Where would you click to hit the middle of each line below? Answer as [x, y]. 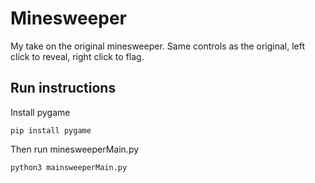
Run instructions [63, 88]
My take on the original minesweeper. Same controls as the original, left [158, 46]
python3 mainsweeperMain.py [69, 167]
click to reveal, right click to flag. [77, 56]
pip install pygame [51, 130]
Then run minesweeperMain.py [75, 149]
